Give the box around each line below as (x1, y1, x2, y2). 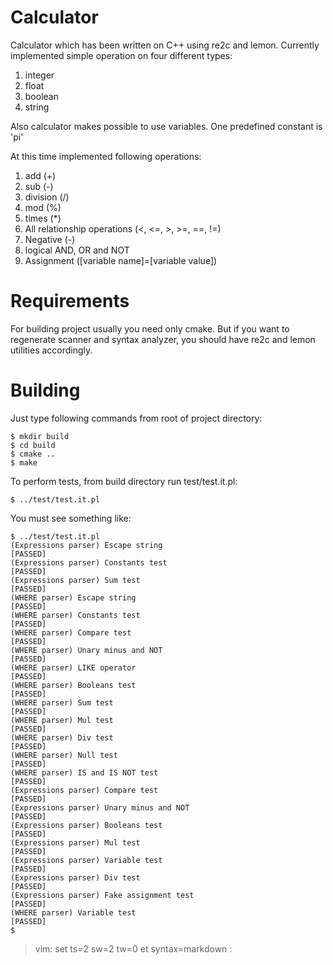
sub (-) (24, 180, 54, 192)
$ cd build (10, 440, 56, 450)
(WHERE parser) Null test (10, 750, 118, 760)
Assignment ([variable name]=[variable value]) (24, 254, 218, 266)
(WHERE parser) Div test (10, 732, 114, 743)
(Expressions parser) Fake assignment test (10, 890, 195, 900)
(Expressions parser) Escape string (10, 540, 163, 550)
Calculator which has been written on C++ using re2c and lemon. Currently (10, 39, 320, 51)
